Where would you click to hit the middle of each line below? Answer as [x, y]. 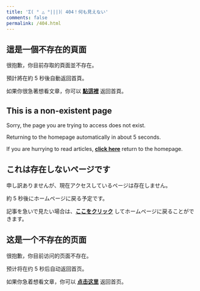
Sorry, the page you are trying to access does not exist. [76, 125]
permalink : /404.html [34, 23]
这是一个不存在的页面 [46, 240]
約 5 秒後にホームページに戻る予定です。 [57, 198]
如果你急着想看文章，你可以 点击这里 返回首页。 [66, 281]
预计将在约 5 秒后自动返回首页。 [47, 268]
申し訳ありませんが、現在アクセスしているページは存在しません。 [89, 185]
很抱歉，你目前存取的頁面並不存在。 [52, 65]
